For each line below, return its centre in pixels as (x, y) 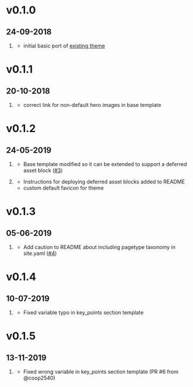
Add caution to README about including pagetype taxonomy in (99, 247)
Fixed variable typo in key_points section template (83, 312)
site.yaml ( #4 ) (40, 253)
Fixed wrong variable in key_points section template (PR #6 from (101, 372)
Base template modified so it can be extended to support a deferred (105, 164)
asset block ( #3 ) (43, 170)
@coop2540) (39, 378)
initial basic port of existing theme (64, 46)
